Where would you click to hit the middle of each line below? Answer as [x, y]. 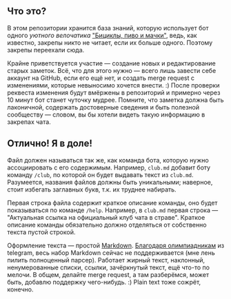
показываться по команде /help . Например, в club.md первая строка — [113, 210]
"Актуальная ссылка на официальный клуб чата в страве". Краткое [106, 217]
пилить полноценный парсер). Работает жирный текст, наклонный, [106, 260]
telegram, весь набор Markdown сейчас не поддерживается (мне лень [111, 252]
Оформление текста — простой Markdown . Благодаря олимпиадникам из [116, 245]
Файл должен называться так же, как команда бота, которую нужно [108, 160]
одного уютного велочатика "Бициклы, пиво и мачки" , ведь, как [102, 35]
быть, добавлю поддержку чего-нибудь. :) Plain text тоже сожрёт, [104, 282]
